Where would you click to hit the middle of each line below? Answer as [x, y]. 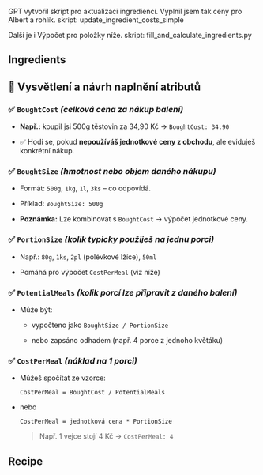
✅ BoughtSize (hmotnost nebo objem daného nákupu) [112, 171]
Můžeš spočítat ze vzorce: [63, 378]
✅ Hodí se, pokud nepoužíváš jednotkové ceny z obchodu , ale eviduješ [137, 142]
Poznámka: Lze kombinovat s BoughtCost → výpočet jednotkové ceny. [134, 219]
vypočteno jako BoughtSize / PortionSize [100, 325]
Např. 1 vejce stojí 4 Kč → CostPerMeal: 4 [106, 436]
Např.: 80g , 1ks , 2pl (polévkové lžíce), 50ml [88, 257]
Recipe [26, 461]
